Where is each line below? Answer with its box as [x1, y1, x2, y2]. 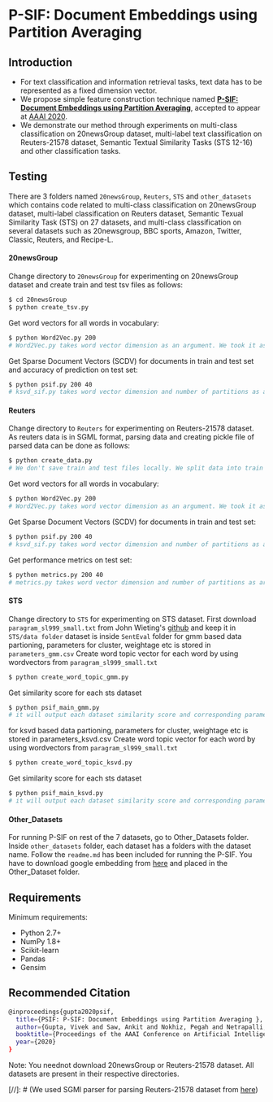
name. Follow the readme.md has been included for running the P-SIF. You [8, 850, 253, 859]
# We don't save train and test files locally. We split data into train [8, 464, 264, 473]
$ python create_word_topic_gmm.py [8, 673, 129, 681]
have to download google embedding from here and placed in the [8, 859, 228, 868]
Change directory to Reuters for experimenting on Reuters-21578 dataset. [8, 423, 254, 433]
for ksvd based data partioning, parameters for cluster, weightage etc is [8, 726, 249, 736]
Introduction [8, 55, 73, 69]
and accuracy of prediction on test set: [8, 365, 138, 374]
